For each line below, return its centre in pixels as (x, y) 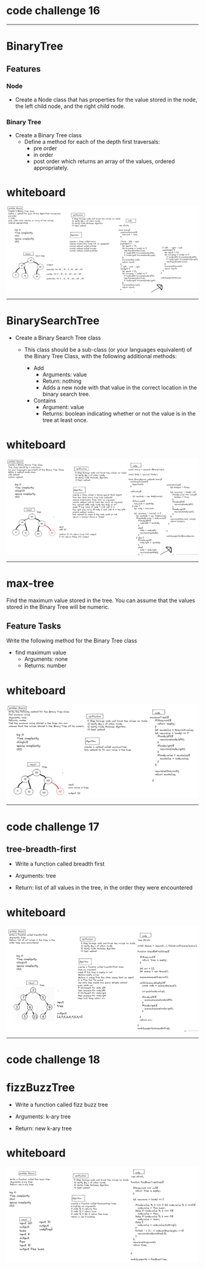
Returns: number (45, 666)
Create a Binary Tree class (49, 135)
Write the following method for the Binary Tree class (72, 641)
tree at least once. (65, 420)
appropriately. (51, 168)
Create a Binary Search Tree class (58, 338)
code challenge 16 (53, 11)
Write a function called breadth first (60, 864)
